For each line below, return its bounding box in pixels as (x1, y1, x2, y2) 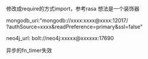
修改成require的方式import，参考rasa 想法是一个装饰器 (6, 5, 140, 12)
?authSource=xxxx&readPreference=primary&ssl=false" (6, 23, 143, 30)
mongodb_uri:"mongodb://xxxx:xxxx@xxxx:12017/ (6, 17, 128, 24)
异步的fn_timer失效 (6, 47, 52, 54)
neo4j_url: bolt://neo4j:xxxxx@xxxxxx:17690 (6, 35, 114, 41)
